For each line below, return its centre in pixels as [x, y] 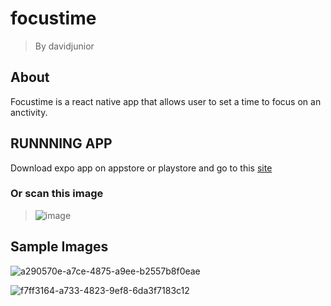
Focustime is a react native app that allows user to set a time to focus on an [166, 101]
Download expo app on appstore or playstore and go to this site [141, 168]
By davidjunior [64, 46]
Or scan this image [57, 194]
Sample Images [59, 247]
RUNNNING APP [61, 143]
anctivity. [29, 112]
